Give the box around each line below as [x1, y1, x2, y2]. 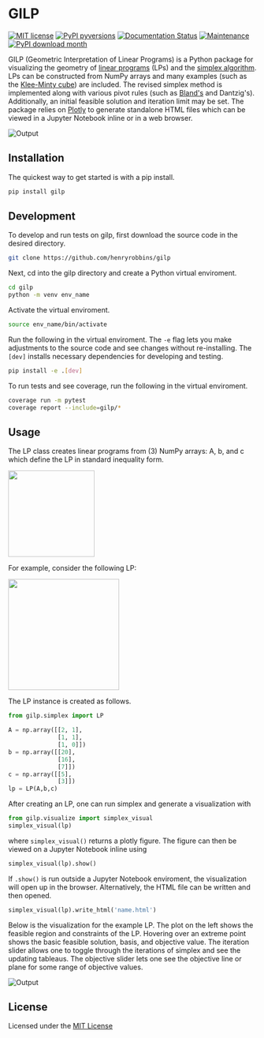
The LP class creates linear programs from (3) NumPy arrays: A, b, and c [8, 447, 244, 456]
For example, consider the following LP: [8, 564, 136, 573]
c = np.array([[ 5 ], [8, 770, 73, 778]
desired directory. [8, 238, 65, 249]
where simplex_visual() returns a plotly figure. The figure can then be [8, 836, 237, 845]
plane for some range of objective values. [8, 962, 143, 972]
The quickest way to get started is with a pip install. [8, 172, 175, 182]
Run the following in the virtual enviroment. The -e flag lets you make [8, 335, 232, 344]
